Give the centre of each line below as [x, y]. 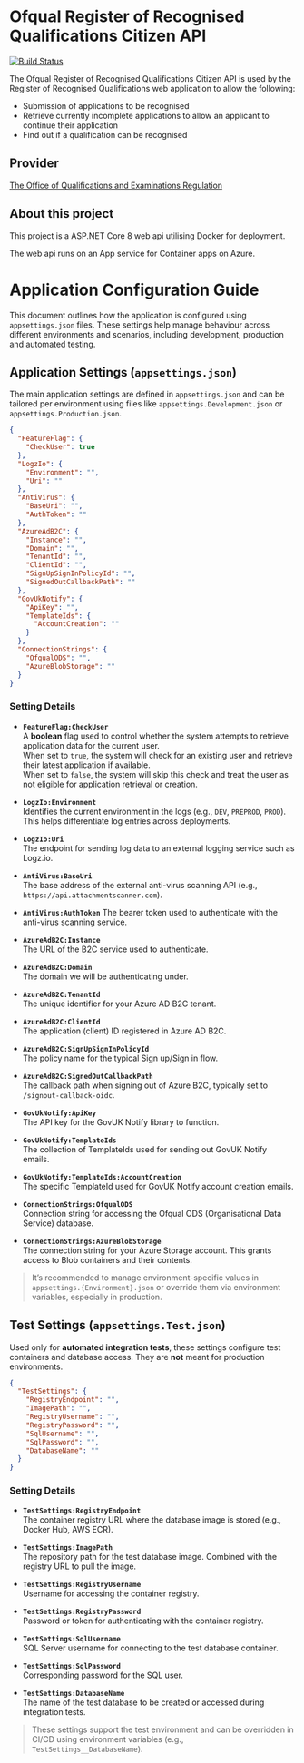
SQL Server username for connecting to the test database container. [150, 1648]
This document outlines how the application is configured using [128, 315]
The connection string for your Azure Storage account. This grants [147, 1250]
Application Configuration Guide [134, 290]
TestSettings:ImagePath [68, 1548]
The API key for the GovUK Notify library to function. [121, 1121]
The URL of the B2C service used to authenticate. [115, 949]
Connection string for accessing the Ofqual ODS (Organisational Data [152, 1213]
